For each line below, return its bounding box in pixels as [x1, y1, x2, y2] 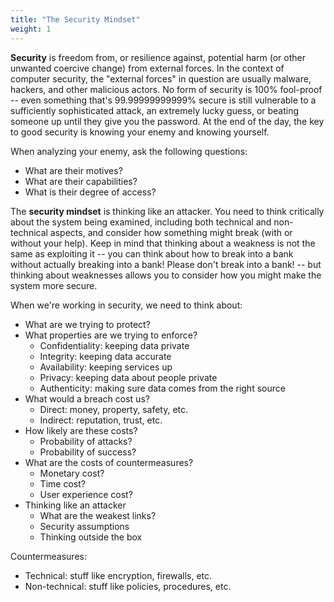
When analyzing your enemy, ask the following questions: [10, 145, 248, 157]
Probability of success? [39, 446, 137, 458]
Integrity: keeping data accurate [39, 350, 172, 362]
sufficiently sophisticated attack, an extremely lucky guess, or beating [10, 104, 300, 116]
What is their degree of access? [24, 186, 157, 198]
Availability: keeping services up [39, 361, 173, 373]
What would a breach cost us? [24, 392, 150, 405]
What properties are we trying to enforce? [24, 329, 198, 341]
